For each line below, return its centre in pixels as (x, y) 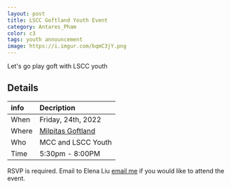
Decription (57, 108)
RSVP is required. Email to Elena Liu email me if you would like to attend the (116, 171)
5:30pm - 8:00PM (70, 153)
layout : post (26, 14)
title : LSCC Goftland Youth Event (58, 20)
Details (23, 88)
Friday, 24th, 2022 (70, 120)
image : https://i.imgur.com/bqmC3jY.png (67, 46)
